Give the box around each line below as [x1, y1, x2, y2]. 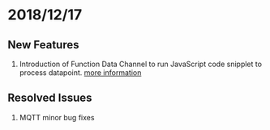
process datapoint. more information [19, 68, 142, 78]
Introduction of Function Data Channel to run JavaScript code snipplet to [19, 59, 263, 69]
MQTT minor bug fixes [19, 112, 95, 122]
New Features [7, 38, 79, 52]
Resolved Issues [7, 91, 92, 105]
